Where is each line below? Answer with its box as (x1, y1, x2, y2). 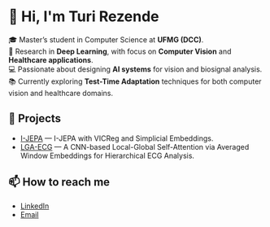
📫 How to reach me (8, 175, 111, 190)
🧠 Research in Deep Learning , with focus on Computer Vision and (8, 46, 232, 56)
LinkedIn (20, 201, 50, 211)
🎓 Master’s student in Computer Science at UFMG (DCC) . (8, 34, 204, 44)
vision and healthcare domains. (8, 88, 114, 98)
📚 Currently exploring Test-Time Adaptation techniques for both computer (8, 76, 262, 86)
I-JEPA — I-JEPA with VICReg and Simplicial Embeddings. (20, 133, 214, 143)
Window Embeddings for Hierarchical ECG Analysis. (20, 151, 195, 160)
